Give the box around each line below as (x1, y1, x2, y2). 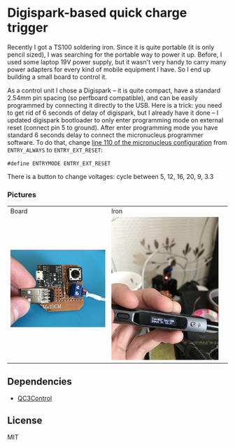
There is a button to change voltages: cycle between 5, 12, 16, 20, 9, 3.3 (7, 172, 214, 180)
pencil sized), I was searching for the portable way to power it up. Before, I (7, 50, 222, 59)
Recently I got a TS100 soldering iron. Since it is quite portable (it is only (7, 43, 215, 51)
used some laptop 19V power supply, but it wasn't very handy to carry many (7, 57, 227, 66)
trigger (7, 20, 48, 36)
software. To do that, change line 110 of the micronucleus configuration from (7, 138, 227, 146)
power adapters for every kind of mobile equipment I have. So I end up (7, 65, 211, 73)
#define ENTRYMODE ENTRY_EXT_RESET (7, 159, 111, 167)
